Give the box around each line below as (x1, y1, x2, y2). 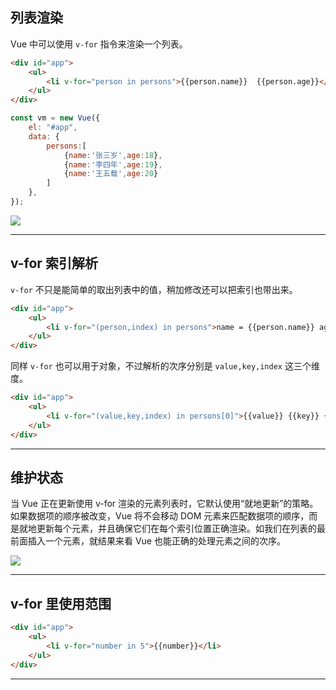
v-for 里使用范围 (10, 595, 112, 612)
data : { (28, 131, 60, 142)
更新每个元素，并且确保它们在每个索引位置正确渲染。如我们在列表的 (36, 523, 317, 535)
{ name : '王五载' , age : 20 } (63, 169, 159, 179)
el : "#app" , (28, 123, 78, 133)
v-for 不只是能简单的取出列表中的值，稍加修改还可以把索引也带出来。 (10, 283, 298, 295)
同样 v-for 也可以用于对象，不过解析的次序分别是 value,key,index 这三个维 (10, 360, 320, 372)
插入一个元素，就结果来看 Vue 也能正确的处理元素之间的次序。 (27, 535, 286, 547)
